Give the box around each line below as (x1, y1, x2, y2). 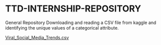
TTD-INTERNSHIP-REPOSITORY (5, 3, 141, 14)
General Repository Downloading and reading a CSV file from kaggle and (5, 19, 156, 25)
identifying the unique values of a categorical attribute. (5, 24, 119, 30)
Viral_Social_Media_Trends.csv (5, 34, 69, 40)
